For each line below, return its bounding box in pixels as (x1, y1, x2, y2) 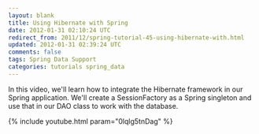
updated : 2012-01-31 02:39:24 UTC (8, 41, 122, 49)
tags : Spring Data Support (8, 56, 97, 64)
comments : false (8, 48, 61, 56)
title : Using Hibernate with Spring (8, 19, 128, 27)
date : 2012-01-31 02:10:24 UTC (8, 26, 111, 34)
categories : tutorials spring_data (8, 63, 125, 71)
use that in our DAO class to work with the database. (8, 101, 179, 110)
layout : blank (8, 11, 55, 20)
